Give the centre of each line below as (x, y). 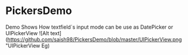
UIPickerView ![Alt (27, 33)
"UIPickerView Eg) (28, 46)
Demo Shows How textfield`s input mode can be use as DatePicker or (89, 27)
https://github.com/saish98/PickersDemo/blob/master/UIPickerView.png (95, 39)
